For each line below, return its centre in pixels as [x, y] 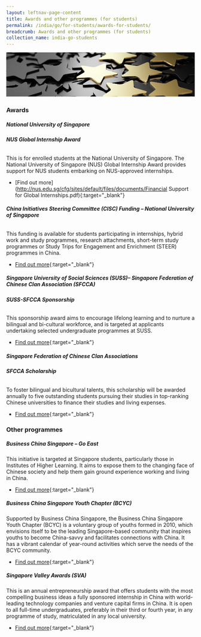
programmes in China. [33, 253]
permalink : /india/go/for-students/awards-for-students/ [79, 25]
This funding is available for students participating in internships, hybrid [95, 233]
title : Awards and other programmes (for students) [72, 19]
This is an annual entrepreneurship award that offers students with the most [100, 590]
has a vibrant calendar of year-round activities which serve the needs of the [100, 544]
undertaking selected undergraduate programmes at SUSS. [79, 331]
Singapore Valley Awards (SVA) [46, 575]
